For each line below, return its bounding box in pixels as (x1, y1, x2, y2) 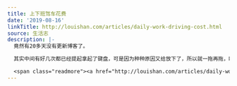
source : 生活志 (7, 29, 49, 37)
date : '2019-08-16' (7, 17, 65, 24)
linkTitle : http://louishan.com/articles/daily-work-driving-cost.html (7, 23, 222, 30)
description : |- (7, 36, 55, 43)
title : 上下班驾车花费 (7, 10, 67, 17)
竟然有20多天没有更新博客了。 (13, 43, 89, 50)
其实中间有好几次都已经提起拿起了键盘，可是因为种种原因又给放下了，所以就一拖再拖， (13, 55, 229, 63)
